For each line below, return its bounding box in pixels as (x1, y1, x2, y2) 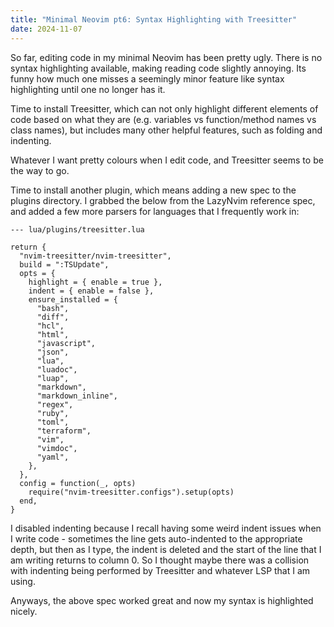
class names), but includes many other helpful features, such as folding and (10, 124, 323, 136)
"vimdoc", (36, 443, 78, 453)
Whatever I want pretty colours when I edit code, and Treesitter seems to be (10, 154, 324, 166)
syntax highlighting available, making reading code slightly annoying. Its (10, 62, 307, 74)
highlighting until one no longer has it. (10, 83, 166, 95)
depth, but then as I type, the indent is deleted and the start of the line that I (10, 543, 322, 555)
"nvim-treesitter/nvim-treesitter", (19, 251, 172, 261)
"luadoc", (36, 364, 78, 375)
